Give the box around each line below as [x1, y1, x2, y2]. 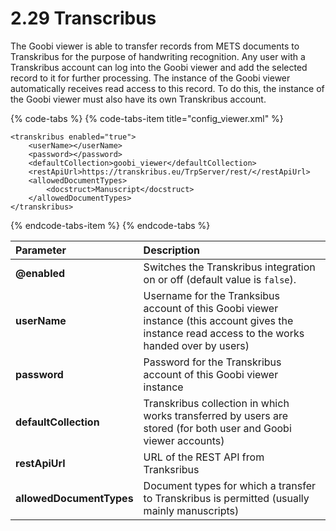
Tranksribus [143, 462, 200, 476]
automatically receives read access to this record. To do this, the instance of [10, 82, 325, 94]
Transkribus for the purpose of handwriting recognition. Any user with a [10, 50, 306, 62]
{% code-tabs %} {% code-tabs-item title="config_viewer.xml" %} [10, 112, 284, 124]
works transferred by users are [143, 408, 289, 422]
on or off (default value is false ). [143, 272, 297, 286]
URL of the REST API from [143, 450, 265, 464]
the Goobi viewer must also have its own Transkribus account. [10, 93, 267, 105]
